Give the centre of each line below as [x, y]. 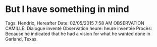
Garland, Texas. [21, 39]
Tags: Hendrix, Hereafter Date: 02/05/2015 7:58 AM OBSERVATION [75, 23]
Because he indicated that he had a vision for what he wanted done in [78, 33]
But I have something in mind [67, 9]
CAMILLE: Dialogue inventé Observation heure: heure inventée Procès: [79, 28]
